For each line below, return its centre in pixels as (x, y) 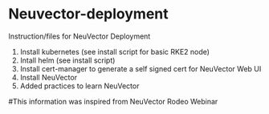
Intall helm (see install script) (67, 60)
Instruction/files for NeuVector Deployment (79, 36)
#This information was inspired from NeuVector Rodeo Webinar (113, 101)
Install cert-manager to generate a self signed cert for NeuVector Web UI (141, 68)
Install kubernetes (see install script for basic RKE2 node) (115, 51)
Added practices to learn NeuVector (79, 86)
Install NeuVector (49, 77)
